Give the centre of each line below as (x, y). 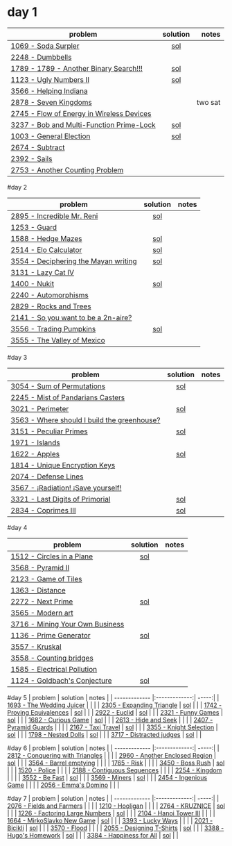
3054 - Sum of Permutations (58, 386)
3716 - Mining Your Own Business (68, 624)
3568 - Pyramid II (40, 567)
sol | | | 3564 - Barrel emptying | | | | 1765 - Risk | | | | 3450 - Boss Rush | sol (116, 763)
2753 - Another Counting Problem (67, 169)
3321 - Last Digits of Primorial (61, 499)
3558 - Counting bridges (52, 658)
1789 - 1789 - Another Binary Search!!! (77, 68)
